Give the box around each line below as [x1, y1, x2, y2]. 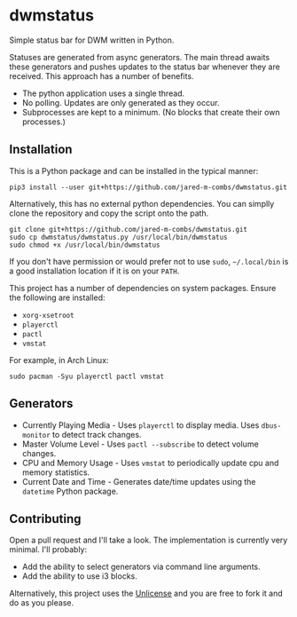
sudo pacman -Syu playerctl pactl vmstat [9, 372, 165, 381]
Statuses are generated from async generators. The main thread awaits [9, 51, 270, 62]
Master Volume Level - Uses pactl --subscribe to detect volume [21, 439, 259, 449]
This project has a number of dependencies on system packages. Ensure [9, 282, 277, 293]
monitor [21, 431, 51, 439]
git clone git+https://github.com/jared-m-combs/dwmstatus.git [9, 225, 248, 233]
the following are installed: [9, 292, 106, 303]
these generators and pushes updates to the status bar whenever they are [9, 61, 281, 72]
